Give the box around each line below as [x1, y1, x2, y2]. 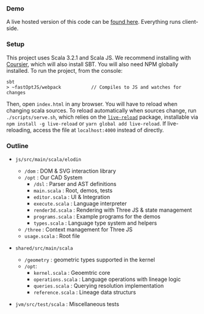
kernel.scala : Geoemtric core [33, 269, 111, 276]
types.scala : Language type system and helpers [33, 219, 158, 226]
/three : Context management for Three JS [24, 225, 133, 233]
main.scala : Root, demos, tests [33, 187, 113, 194]
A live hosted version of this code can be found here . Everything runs [6, 18, 181, 26]
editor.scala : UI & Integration [33, 193, 111, 200]
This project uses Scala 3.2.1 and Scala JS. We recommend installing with [6, 54, 191, 61]
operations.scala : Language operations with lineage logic [33, 275, 181, 283]
